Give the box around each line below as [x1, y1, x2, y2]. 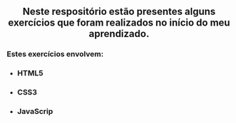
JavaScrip [16, 107, 53, 117]
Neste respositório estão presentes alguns [22, 6, 216, 18]
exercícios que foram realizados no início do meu [8, 17, 230, 29]
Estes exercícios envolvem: [6, 49, 104, 59]
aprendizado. [88, 28, 150, 40]
